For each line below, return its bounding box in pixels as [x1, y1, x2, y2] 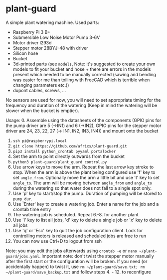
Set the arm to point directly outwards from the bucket [12, 153, 125, 159]
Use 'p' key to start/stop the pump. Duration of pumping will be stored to [12, 190, 163, 196]
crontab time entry [12, 206, 51, 212]
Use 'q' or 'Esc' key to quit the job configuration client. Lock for [12, 227, 143, 233]
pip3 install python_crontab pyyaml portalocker [12, 149, 116, 154]
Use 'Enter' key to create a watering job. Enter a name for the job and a [12, 201, 159, 207]
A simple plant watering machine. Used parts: [5, 19, 99, 25]
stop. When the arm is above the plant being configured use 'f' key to [12, 169, 156, 175]
